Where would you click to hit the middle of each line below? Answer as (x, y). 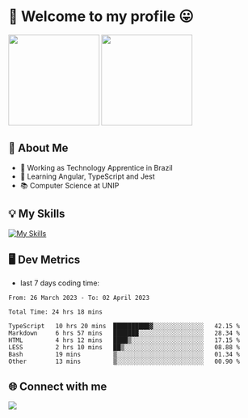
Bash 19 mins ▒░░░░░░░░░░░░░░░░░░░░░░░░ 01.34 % (124, 355)
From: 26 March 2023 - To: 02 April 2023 (79, 298)
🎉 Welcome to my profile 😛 (101, 17)
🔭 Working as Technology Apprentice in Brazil (96, 167)
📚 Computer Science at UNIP (69, 185)
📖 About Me (38, 148)
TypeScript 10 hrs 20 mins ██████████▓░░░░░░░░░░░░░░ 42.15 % (124, 327)
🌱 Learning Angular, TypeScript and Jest (87, 176)
